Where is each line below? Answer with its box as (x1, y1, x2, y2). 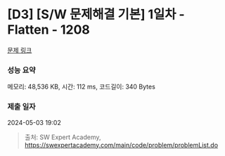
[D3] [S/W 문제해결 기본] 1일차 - (7, 6, 185, 22)
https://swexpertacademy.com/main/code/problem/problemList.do (24, 141, 219, 149)
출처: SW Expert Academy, (24, 133, 101, 141)
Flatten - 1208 (7, 22, 90, 38)
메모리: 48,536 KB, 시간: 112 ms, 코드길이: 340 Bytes (7, 82, 156, 91)
